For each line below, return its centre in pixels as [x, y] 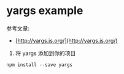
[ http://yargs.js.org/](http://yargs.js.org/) [66, 40]
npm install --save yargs [39, 65]
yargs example [45, 11]
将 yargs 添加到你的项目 [45, 53]
